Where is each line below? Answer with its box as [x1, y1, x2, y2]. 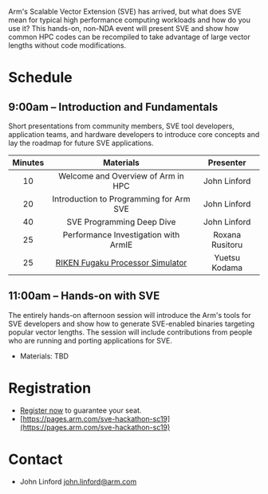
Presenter [207, 157, 246, 168]
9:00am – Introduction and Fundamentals [8, 100, 219, 114]
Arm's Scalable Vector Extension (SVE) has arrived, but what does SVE [8, 7, 242, 16]
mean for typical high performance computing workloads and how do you [8, 15, 251, 25]
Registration [8, 379, 92, 397]
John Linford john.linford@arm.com [19, 476, 137, 486]
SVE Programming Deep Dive [66, 217, 176, 227]
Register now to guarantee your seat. [19, 406, 142, 415]
